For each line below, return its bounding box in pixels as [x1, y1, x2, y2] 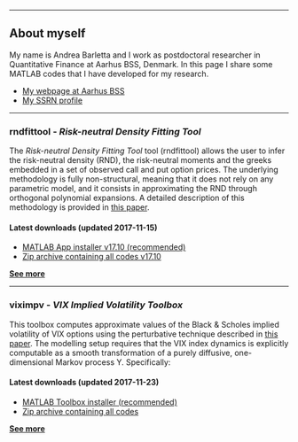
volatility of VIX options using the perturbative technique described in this [9, 329, 278, 339]
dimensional [9, 356, 54, 368]
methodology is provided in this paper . [9, 202, 150, 213]
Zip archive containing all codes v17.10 [21, 252, 161, 262]
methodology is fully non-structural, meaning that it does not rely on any [9, 174, 274, 184]
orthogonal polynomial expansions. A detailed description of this [9, 192, 246, 204]
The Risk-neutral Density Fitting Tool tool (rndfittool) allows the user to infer [9, 145, 286, 156]
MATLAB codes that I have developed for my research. [9, 68, 209, 79]
